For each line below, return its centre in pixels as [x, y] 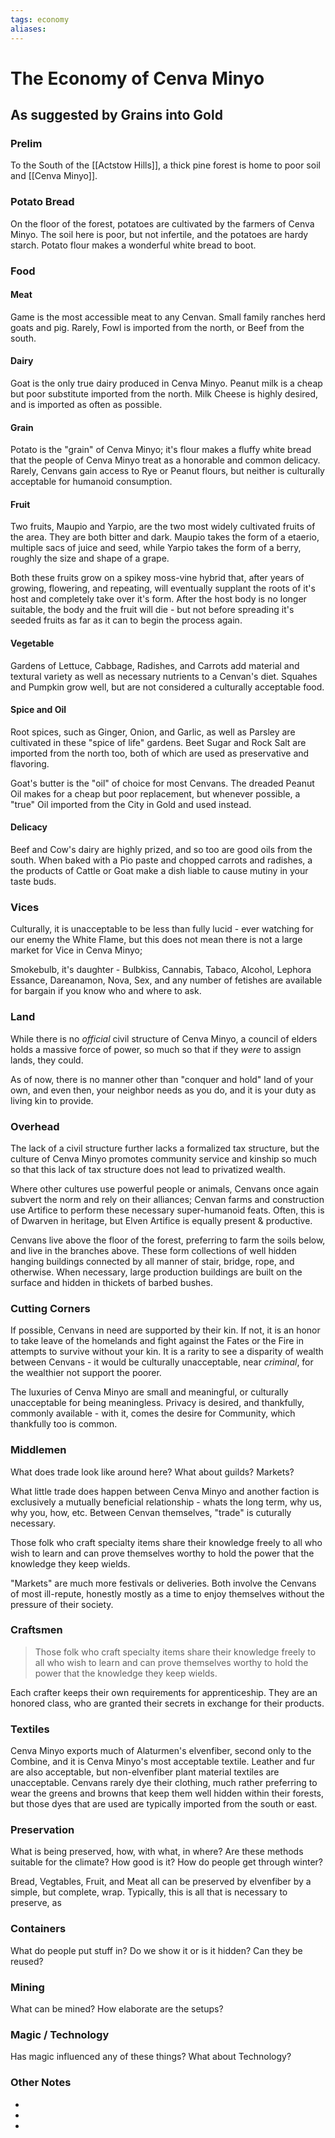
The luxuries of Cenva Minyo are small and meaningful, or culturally [149, 1392]
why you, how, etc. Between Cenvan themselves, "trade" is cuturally [151, 1512]
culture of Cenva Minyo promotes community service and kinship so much [164, 1158]
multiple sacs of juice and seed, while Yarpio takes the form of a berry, [156, 548]
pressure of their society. [62, 1604]
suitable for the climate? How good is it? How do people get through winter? [167, 1862]
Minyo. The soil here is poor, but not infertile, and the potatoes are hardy [159, 234]
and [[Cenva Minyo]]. [54, 176]
